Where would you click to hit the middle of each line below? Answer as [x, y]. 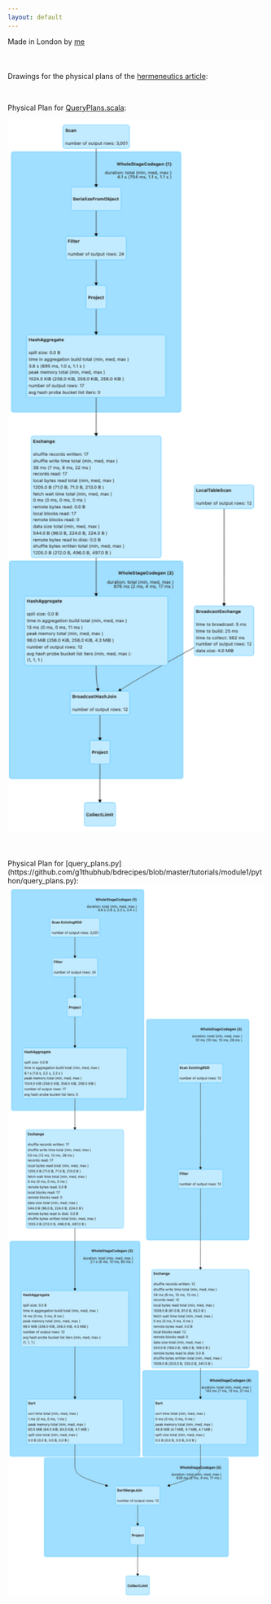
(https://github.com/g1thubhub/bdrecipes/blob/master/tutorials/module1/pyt [135, 872]
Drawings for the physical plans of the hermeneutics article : [108, 76]
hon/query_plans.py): [43, 880]
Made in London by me [46, 42]
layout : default [35, 17]
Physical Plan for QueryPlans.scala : [67, 107]
